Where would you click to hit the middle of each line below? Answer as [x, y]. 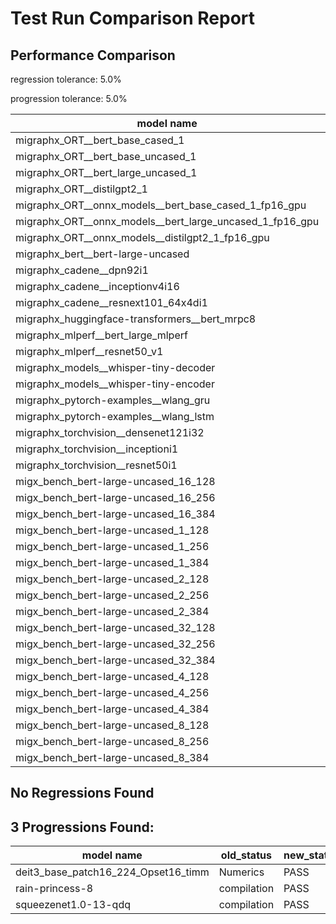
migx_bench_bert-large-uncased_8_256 [112, 741]
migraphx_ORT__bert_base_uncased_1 [106, 156]
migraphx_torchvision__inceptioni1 [97, 449]
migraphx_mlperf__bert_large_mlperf [101, 335]
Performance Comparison [93, 55]
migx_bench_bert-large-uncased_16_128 [115, 481]
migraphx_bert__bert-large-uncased [102, 254]
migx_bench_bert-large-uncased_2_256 [112, 595]
